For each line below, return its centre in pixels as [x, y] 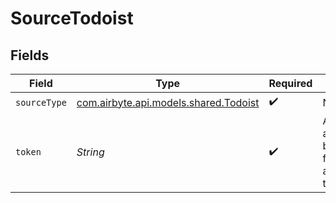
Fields [30, 55]
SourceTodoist [72, 18]
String [90, 152]
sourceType [41, 102]
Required [290, 83]
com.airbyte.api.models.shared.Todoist [168, 102]
